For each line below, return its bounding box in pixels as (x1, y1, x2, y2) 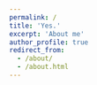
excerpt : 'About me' (9, 29, 86, 38)
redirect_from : (9, 46, 65, 55)
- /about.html (17, 63, 69, 72)
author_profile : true (9, 37, 89, 47)
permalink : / (9, 12, 57, 22)
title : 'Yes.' (9, 21, 62, 30)
